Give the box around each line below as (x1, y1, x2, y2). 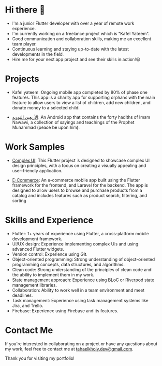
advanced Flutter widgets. (12, 246, 64, 252)
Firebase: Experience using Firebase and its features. (12, 307, 118, 314)
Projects (5, 74, 40, 84)
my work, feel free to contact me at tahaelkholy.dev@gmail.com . (5, 346, 134, 351)
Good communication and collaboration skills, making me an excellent (12, 36, 151, 42)
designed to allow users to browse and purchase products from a (12, 187, 143, 193)
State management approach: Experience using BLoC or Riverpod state (12, 277, 155, 283)
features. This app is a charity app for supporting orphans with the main (12, 94, 156, 100)
